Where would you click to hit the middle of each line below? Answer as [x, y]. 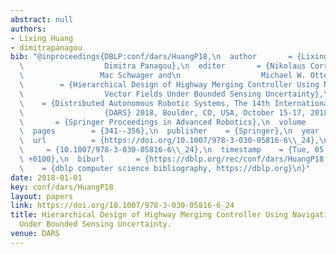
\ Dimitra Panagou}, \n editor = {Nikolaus [163, 66]
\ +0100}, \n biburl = [80, 159]
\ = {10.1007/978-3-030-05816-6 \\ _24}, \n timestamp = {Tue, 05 [172, 150]
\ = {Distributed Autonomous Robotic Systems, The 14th [145, 103]
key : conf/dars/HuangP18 [62, 187]
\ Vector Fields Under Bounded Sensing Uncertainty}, [172, 94]
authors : [28, 29]
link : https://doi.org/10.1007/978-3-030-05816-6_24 [122, 206]
